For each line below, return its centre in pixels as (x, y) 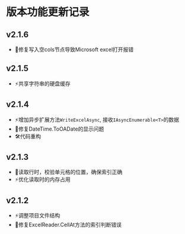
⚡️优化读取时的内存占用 (42, 179)
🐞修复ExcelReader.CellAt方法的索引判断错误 (68, 225)
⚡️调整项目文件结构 (37, 216)
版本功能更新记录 (48, 12)
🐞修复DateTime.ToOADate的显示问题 (59, 129)
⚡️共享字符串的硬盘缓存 (42, 83)
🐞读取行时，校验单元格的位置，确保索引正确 (68, 172)
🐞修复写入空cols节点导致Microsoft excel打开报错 (74, 49)
